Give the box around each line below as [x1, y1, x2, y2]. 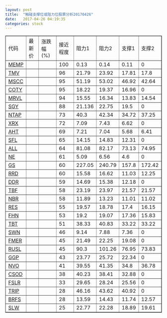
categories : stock [5, 21, 43, 26]
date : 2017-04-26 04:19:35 [5, 16, 66, 21]
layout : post [5, 7, 32, 12]
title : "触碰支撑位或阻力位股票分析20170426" [5, 12, 93, 17]
